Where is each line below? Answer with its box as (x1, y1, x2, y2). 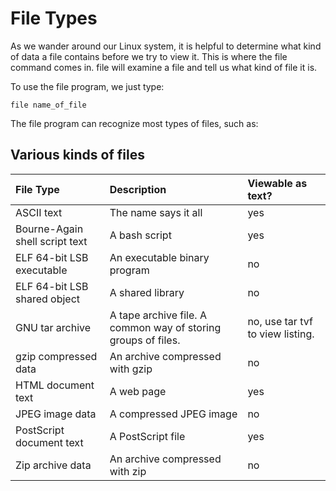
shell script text (15, 234, 88, 248)
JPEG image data (15, 407, 97, 421)
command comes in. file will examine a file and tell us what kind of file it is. (10, 61, 318, 73)
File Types (10, 7, 98, 30)
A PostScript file (109, 429, 186, 443)
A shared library (109, 285, 185, 299)
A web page (109, 384, 167, 398)
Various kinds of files (10, 147, 145, 164)
